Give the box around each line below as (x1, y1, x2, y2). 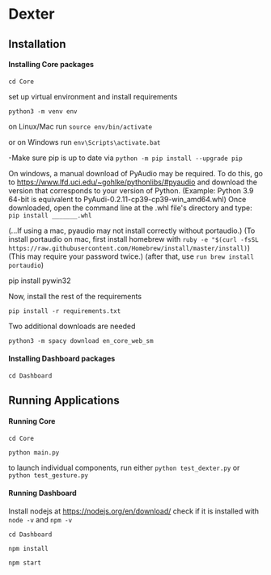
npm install (8, 544, 49, 552)
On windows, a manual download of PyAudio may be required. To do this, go (8, 168, 263, 178)
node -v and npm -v (8, 514, 73, 524)
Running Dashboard (8, 488, 77, 498)
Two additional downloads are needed (8, 321, 136, 331)
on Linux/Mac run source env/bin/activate (8, 121, 153, 131)
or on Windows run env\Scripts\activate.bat (8, 137, 161, 146)
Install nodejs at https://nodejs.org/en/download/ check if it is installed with (8, 506, 260, 516)
